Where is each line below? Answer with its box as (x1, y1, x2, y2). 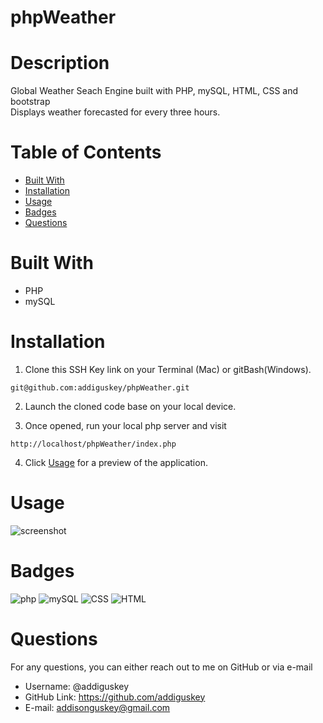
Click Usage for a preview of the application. (24, 456, 208, 468)
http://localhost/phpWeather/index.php (10, 439, 177, 449)
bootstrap (10, 96, 51, 108)
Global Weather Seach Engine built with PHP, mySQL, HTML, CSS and (10, 85, 299, 97)
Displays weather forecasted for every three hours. (10, 106, 221, 118)
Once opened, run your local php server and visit (24, 419, 227, 431)
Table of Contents (10, 141, 162, 164)
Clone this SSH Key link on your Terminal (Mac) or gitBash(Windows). (24, 363, 312, 375)
